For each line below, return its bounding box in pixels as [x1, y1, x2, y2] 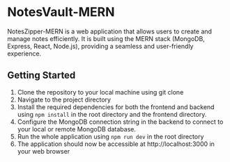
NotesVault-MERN [7, 4, 115, 20]
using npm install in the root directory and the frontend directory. [17, 110, 207, 118]
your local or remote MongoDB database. [17, 124, 136, 133]
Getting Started [7, 70, 76, 81]
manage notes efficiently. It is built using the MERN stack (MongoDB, [7, 34, 206, 42]
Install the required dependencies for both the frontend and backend [17, 102, 215, 111]
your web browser [17, 147, 70, 155]
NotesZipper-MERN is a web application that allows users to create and [7, 27, 213, 35]
